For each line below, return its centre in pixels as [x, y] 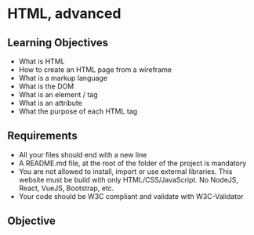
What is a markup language [63, 78]
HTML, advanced [64, 14]
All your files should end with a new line [83, 154]
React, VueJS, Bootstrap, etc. [66, 188]
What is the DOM [46, 86]
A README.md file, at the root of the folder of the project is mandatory [132, 163]
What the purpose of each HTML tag [78, 111]
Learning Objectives [58, 43]
